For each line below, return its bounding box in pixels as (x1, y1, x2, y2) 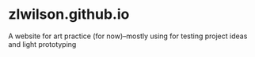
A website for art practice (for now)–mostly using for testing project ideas (8, 31, 248, 41)
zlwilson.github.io (8, 5, 130, 23)
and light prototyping (8, 39, 77, 48)
